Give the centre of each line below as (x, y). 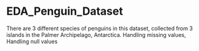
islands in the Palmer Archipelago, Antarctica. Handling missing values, (96, 34)
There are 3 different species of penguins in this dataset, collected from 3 (100, 28)
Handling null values (32, 41)
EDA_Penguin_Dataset (65, 11)
